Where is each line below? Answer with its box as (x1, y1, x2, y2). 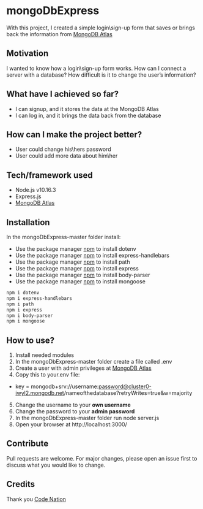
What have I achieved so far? (6, 89, 119, 99)
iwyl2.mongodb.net (15, 389, 64, 397)
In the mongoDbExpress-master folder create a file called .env (15, 358, 172, 365)
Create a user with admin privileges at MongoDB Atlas (15, 364, 152, 372)
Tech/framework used (6, 170, 93, 180)
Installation (6, 217, 50, 228)
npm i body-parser (6, 312, 53, 319)
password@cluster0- (98, 383, 152, 390)
